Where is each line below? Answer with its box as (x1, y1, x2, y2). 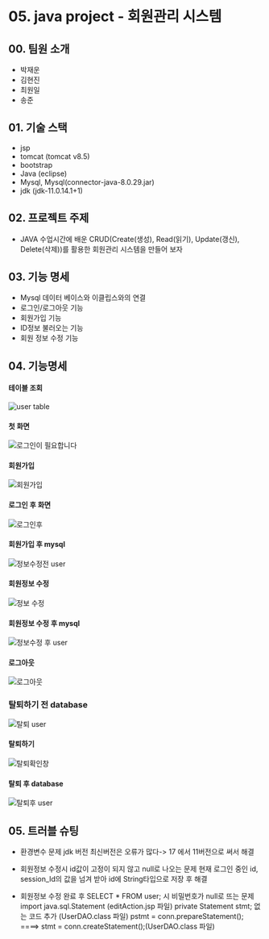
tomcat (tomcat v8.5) (19, 151, 90, 161)
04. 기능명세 (8, 359, 68, 373)
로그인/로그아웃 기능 (19, 303, 84, 313)
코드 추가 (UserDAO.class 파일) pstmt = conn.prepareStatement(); (28, 911, 244, 920)
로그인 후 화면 (8, 500, 51, 510)
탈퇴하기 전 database (8, 699, 89, 711)
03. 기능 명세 (8, 270, 70, 284)
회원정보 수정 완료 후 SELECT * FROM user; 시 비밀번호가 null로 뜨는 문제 (19, 891, 255, 900)
